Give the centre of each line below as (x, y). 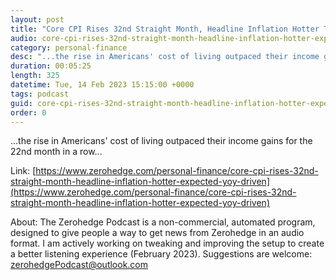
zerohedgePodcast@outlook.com (79, 265)
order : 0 (28, 112)
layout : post (37, 19)
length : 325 (35, 76)
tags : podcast (40, 94)
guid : (21, 103)
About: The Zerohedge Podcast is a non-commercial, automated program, (163, 222)
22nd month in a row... (56, 152)
